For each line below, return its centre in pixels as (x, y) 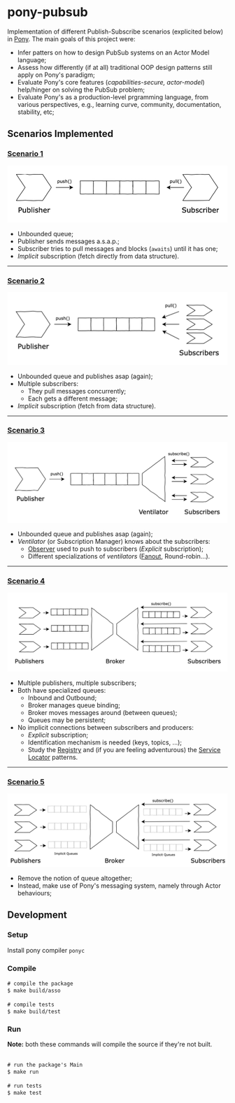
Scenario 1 (25, 154)
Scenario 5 (26, 782)
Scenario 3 (26, 431)
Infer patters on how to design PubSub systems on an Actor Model (113, 52)
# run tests (24, 1086)
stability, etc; (36, 112)
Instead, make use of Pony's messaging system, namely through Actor (119, 886)
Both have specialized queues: (62, 691)
